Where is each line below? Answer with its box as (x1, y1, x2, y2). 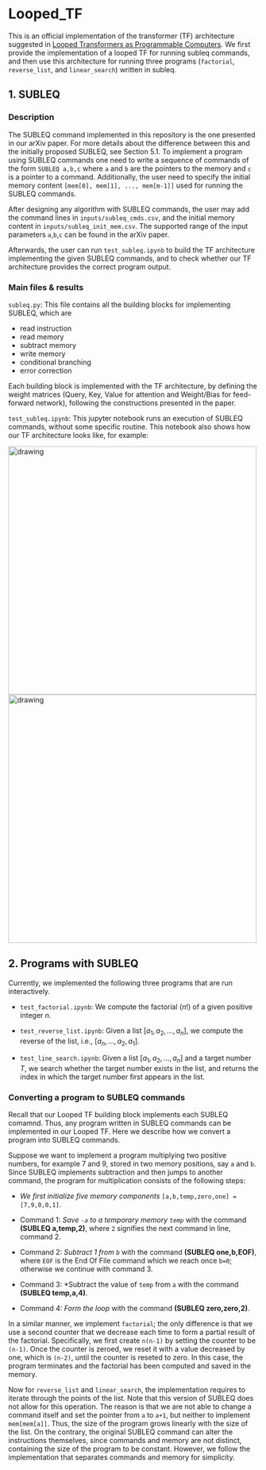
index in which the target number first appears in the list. (19, 1072, 205, 1081)
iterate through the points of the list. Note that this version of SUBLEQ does (8, 1394, 254, 1403)
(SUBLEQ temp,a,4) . (19, 1288, 88, 1298)
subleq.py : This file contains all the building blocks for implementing (8, 300, 231, 309)
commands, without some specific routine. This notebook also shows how (8, 422, 251, 431)
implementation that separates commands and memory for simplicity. (8, 1453, 236, 1462)
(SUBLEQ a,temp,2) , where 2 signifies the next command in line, (19, 1224, 232, 1233)
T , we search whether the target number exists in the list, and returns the (19, 1064, 259, 1073)
